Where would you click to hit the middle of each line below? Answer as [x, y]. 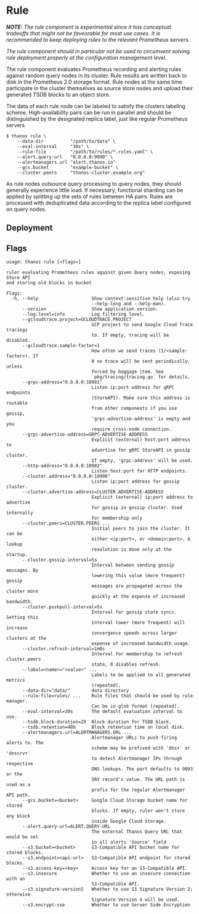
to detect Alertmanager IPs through [137, 759]
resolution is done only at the [131, 550]
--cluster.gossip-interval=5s [59, 560]
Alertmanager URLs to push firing [134, 738]
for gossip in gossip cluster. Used [137, 508]
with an [16, 879]
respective [20, 764]
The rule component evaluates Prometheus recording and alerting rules [94, 69]
